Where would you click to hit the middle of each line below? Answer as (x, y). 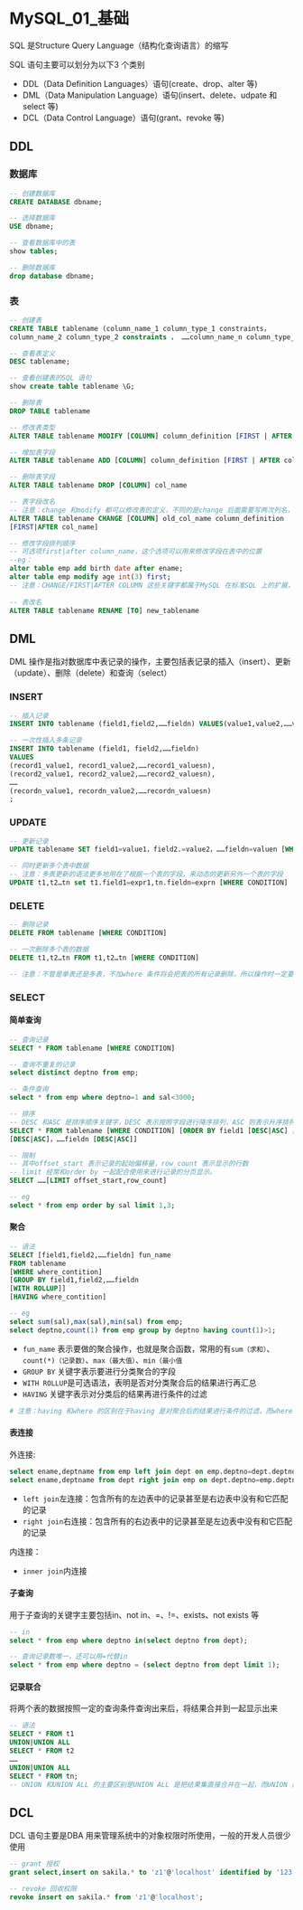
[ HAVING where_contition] (58, 1297)
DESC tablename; (40, 362)
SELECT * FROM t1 (42, 1734)
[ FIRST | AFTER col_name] (54, 527)
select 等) (40, 106)
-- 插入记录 (29, 715)
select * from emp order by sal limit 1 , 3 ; (92, 1205)
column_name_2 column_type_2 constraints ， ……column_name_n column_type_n (154, 337)
